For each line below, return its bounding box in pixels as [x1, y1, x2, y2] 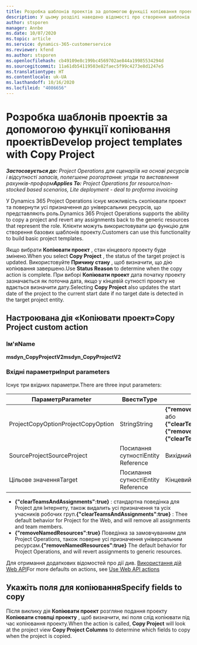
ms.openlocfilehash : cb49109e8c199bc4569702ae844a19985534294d [6, 58, 164, 63]
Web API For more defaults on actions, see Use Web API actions [6, 565, 160, 573]
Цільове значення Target [9, 475, 78, 483]
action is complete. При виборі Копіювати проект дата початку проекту [6, 271, 186, 278]
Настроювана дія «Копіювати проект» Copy [6, 313, 175, 323]
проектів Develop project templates [6, 136, 183, 149]
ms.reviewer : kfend [6, 47, 54, 53]
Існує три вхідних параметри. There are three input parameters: [6, 381, 162, 388]
